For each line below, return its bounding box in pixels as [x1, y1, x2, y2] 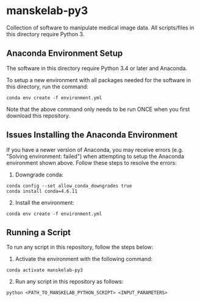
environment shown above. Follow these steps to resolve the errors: [6, 159, 177, 166]
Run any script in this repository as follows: [15, 278, 124, 285]
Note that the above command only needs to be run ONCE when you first [6, 105, 190, 113]
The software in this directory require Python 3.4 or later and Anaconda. [6, 64, 188, 72]
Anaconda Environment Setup [6, 48, 123, 59]
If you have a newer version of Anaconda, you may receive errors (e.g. [6, 146, 184, 153]
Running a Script [6, 227, 71, 238]
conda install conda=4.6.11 [6, 188, 78, 194]
